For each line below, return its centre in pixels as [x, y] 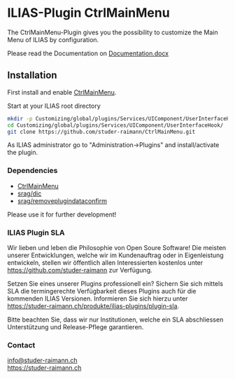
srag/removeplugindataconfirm [62, 200]
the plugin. [23, 153]
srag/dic [29, 193]
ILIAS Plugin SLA [36, 233]
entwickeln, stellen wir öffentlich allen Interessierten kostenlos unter [105, 262]
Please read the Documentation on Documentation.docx [88, 53]
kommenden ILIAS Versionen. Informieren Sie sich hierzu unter [98, 298]
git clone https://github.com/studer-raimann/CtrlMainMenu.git [101, 132]
